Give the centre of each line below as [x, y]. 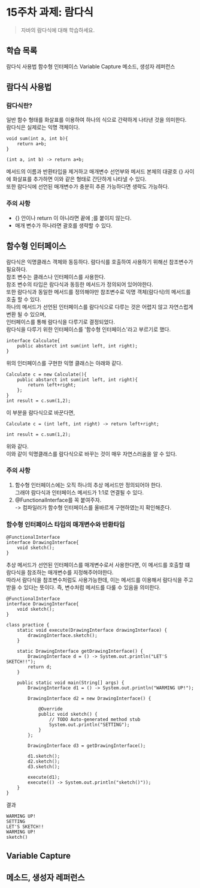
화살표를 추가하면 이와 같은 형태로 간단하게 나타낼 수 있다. [79, 179]
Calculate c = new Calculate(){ [46, 374]
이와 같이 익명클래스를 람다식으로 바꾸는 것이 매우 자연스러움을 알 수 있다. [92, 454]
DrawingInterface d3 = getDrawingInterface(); [87, 746]
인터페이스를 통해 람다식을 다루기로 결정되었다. [61, 322]
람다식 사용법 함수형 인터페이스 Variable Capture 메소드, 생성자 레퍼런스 [91, 66]
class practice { [28, 625]
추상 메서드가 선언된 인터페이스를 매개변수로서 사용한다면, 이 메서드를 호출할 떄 [98, 565]
